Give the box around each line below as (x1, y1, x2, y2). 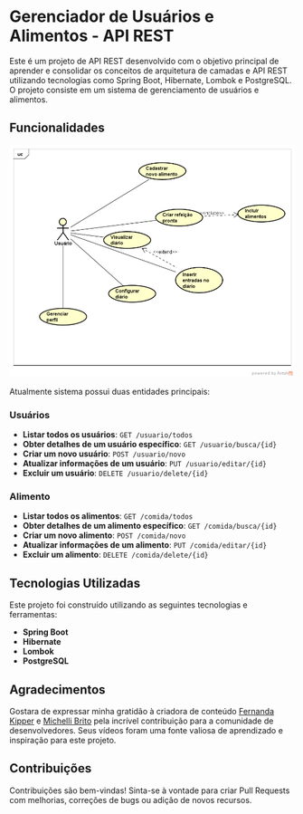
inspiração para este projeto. (9, 734, 117, 745)
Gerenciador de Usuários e (9, 6, 214, 27)
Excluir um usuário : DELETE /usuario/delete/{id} (22, 468, 209, 478)
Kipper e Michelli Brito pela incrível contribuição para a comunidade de (9, 715, 274, 726)
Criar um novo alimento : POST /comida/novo (22, 530, 186, 541)
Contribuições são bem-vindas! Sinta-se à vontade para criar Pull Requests (9, 785, 290, 796)
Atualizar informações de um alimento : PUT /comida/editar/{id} (22, 540, 268, 551)
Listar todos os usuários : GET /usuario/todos (22, 429, 193, 440)
